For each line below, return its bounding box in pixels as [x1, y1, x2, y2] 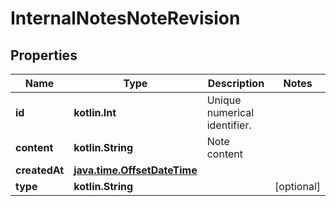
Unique [206, 93, 242, 107]
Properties [10, 47, 78, 64]
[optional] [274, 180, 321, 193]
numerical [206, 106, 255, 119]
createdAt [15, 163, 65, 177]
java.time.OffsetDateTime [73, 163, 198, 177]
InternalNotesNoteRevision [10, 7, 241, 30]
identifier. [206, 118, 252, 132]
